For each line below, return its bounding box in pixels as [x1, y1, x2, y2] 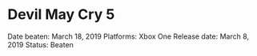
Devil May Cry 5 [7, 6, 115, 24]
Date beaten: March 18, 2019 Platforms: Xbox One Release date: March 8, [7, 32, 250, 41]
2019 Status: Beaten [7, 39, 74, 49]
